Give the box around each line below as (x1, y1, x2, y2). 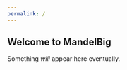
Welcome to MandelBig (7, 36, 111, 48)
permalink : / (7, 10, 46, 17)
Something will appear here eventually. (7, 55, 121, 63)
